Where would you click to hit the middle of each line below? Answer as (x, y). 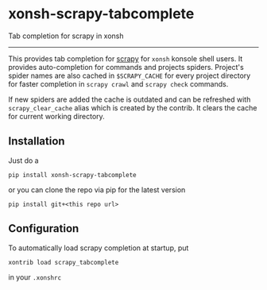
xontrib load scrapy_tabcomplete (64, 262)
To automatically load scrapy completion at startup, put (99, 248)
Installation (37, 141)
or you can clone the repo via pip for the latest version (97, 189)
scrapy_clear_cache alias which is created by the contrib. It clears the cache (133, 107)
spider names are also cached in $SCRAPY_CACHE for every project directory (130, 75)
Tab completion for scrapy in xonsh (66, 36)
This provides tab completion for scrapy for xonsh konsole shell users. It (126, 58)
